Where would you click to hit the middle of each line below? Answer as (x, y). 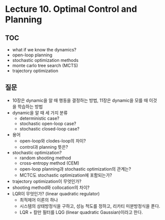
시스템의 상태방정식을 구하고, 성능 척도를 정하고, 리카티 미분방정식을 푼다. (90, 206)
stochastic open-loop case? (48, 123)
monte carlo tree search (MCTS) (45, 66)
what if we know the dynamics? (44, 50)
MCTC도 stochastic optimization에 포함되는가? (66, 175)
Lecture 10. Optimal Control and (71, 9)
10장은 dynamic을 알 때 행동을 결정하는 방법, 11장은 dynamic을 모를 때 (80, 100)
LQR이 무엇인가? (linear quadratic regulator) (56, 193)
